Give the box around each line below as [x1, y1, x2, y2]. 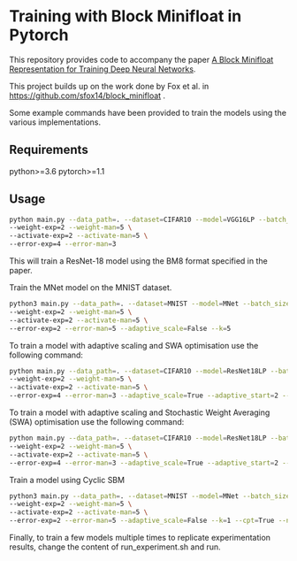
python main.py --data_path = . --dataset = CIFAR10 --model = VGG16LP [9, 215, 255, 224]
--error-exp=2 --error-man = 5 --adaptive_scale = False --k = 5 [9, 324, 232, 333]
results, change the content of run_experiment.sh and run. [9, 542, 221, 552]
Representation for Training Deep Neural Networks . [9, 64, 196, 74]
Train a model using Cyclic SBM [9, 474, 126, 485]
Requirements [9, 142, 88, 158]
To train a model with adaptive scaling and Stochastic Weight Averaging [9, 407, 270, 418]
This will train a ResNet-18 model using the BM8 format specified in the [9, 256, 268, 266]
